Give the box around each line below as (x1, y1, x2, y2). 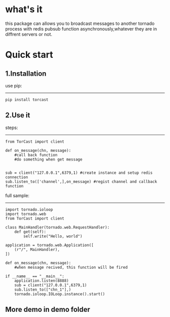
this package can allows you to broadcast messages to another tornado (5, 20, 155, 26)
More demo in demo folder (5, 305, 91, 314)
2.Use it (5, 111, 30, 120)
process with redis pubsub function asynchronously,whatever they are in (5, 25, 157, 31)
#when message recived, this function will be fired (14, 265, 128, 270)
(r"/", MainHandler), (14, 247, 60, 252)
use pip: (5, 82, 22, 88)
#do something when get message (14, 156, 82, 162)
